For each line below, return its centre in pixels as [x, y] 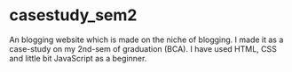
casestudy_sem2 [73, 15]
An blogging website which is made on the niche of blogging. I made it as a [146, 40]
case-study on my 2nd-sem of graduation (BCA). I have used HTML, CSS [143, 48]
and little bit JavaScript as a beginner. [78, 58]
